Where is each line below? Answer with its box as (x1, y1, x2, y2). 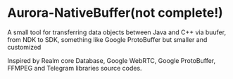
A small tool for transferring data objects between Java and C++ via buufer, (7, 28, 227, 36)
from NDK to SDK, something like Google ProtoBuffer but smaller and (7, 35, 208, 43)
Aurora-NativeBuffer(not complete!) (7, 5, 223, 21)
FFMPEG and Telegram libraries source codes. (7, 64, 142, 72)
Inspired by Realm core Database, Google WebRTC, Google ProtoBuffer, (7, 56, 216, 64)
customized (7, 43, 42, 51)
